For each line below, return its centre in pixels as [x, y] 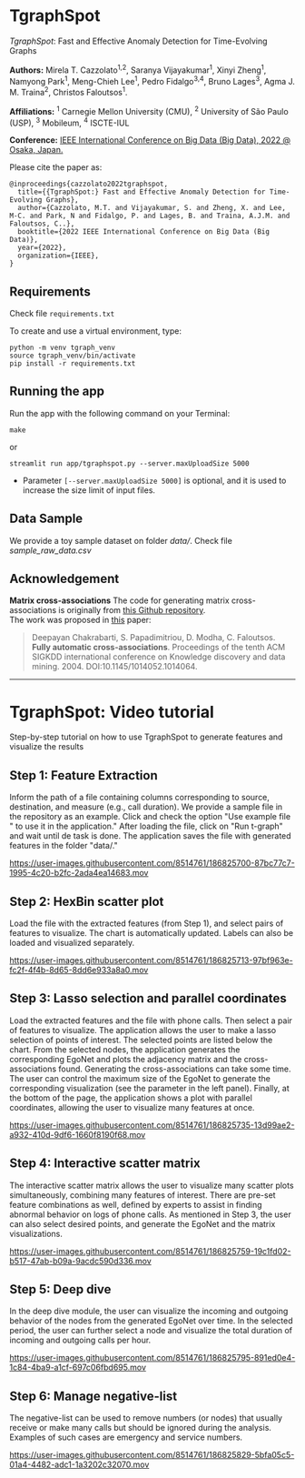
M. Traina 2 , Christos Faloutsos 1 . [69, 91]
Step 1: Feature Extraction [84, 775]
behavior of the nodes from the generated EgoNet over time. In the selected [151, 1321]
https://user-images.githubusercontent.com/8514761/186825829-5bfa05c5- [152, 1455]
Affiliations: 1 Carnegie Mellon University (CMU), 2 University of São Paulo [149, 110]
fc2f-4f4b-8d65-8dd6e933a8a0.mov [79, 970]
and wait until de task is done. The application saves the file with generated [151, 836]
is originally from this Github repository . [132, 610]
